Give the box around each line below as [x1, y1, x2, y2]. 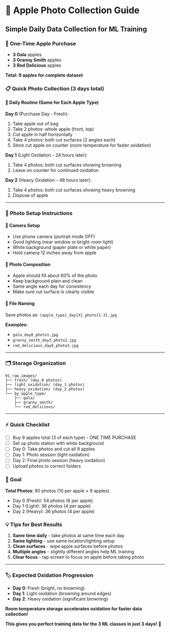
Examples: [5, 322, 28, 328]
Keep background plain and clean [12, 278, 83, 284]
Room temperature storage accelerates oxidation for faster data [5, 606, 143, 612]
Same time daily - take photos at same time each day [12, 533, 125, 539]
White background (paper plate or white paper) [12, 244, 111, 251]
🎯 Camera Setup [5, 222, 40, 228]
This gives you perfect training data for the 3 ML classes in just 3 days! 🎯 [5, 621, 162, 627]
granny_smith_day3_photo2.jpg [12, 337, 77, 343]
